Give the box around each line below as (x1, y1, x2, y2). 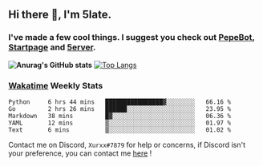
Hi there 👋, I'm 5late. (8, 8, 112, 22)
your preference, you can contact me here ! (8, 148, 152, 158)
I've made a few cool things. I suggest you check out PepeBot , (8, 32, 255, 43)
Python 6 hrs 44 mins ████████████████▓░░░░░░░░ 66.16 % (8, 97, 231, 106)
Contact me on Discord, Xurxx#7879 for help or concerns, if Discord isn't (8, 140, 246, 149)
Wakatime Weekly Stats (8, 80, 103, 91)
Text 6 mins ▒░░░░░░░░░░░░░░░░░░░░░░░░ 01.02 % (8, 125, 231, 134)
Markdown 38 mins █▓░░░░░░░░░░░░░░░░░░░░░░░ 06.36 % (8, 112, 231, 120)
